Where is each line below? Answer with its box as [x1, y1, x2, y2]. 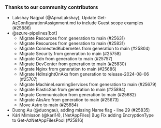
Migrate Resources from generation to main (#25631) [19, 35, 125, 41]
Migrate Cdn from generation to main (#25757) [19, 56, 113, 62]
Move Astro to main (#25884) [19, 102, 78, 108]
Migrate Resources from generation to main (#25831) [19, 41, 125, 46]
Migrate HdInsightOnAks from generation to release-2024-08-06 [19, 71, 149, 77]
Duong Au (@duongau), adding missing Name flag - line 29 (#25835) [12, 107, 150, 113]
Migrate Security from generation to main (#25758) [19, 51, 121, 57]
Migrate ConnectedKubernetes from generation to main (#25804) [19, 45, 150, 52]
